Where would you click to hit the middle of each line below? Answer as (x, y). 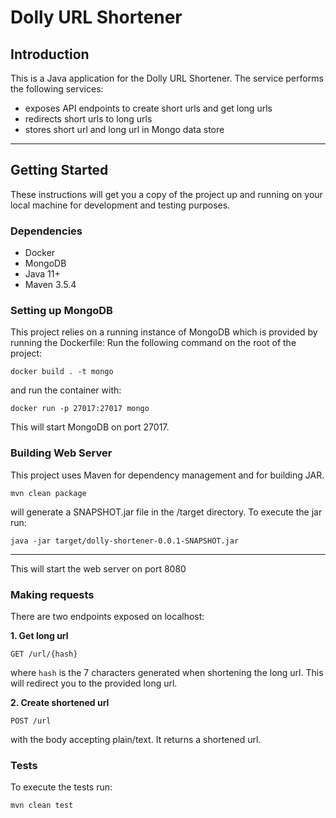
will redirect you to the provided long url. (94, 683)
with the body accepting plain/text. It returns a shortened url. (136, 739)
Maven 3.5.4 (50, 285)
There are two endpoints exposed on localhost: (107, 616)
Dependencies (46, 231)
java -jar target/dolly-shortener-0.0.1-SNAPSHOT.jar (125, 541)
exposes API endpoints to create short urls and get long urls (148, 108)
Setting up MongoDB (61, 311)
